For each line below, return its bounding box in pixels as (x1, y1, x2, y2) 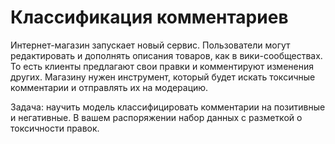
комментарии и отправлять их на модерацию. (10, 81, 209, 93)
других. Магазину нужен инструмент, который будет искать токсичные (10, 71, 316, 83)
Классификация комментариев (10, 6, 289, 29)
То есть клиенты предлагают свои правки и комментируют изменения (10, 60, 314, 72)
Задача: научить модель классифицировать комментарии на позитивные (10, 101, 326, 113)
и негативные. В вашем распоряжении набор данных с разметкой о (10, 111, 303, 123)
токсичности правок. (10, 122, 100, 134)
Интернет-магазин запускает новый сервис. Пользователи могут (10, 39, 291, 51)
